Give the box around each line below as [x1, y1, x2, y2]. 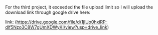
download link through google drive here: [5, 9, 90, 15]
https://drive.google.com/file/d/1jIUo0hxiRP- [16, 19, 108, 25]
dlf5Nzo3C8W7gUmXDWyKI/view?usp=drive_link [5, 24, 108, 30]
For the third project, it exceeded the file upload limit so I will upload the [5, 4, 153, 10]
